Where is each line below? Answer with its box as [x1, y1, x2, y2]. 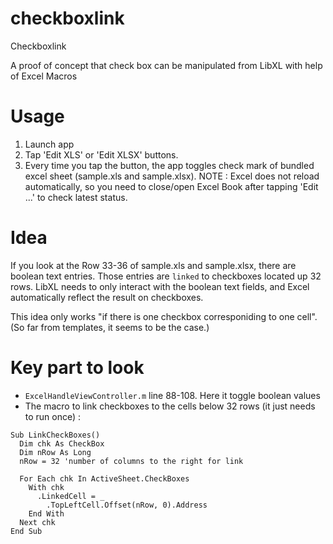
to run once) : [24, 410, 82, 422]
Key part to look [10, 357, 145, 379]
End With [28, 508, 65, 519]
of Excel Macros [10, 70, 78, 82]
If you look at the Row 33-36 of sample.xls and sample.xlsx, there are [10, 259, 297, 271]
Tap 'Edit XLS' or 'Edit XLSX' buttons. [24, 148, 179, 161]
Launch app [24, 138, 75, 150]
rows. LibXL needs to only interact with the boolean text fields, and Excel [10, 280, 310, 292]
